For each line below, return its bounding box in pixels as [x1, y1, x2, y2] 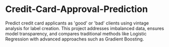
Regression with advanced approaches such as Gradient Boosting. [5, 36, 144, 42]
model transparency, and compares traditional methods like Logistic [5, 30, 147, 36]
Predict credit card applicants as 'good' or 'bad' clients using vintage [5, 20, 149, 26]
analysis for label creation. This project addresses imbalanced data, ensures [5, 25, 164, 31]
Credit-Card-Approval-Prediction [5, 3, 148, 15]
